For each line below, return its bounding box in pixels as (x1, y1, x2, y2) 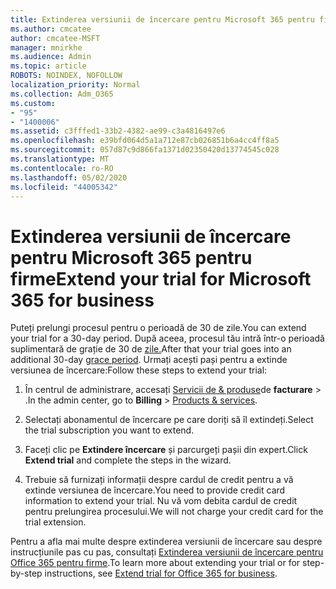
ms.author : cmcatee (10, 24, 92, 34)
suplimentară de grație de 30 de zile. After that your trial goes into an (10, 343, 292, 355)
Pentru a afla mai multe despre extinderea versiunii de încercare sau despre (10, 536, 323, 548)
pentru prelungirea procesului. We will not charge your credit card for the (24, 506, 324, 518)
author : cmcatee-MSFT (10, 33, 101, 43)
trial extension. (24, 516, 87, 528)
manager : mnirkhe (10, 42, 83, 53)
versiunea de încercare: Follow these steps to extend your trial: (10, 364, 268, 376)
